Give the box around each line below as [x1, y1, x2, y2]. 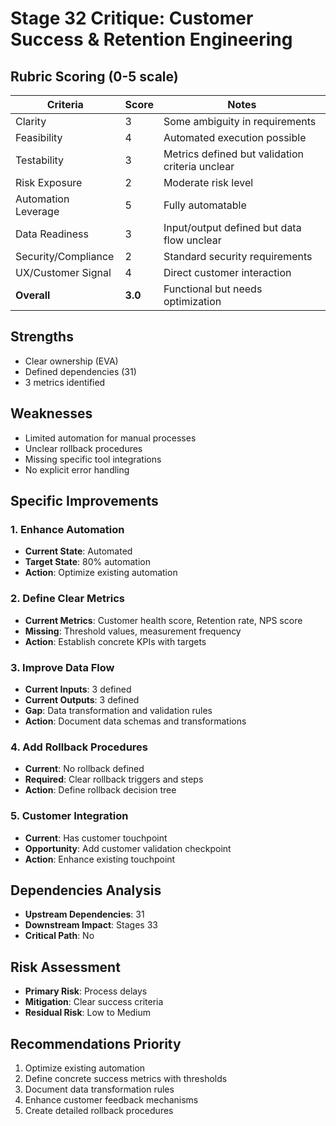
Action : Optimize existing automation [24, 567, 178, 579]
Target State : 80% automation [24, 556, 151, 568]
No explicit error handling [24, 463, 130, 476]
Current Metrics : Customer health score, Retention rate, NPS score [24, 614, 303, 626]
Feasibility [15, 131, 63, 144]
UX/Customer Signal [15, 266, 112, 279]
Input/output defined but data [163, 221, 302, 234]
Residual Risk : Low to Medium [24, 1007, 152, 1019]
